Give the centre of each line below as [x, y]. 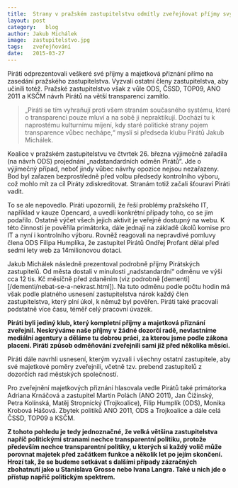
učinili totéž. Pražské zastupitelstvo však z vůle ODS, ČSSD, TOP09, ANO [114, 89]
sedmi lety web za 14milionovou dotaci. [65, 250]
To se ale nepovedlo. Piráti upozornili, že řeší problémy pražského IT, [108, 205]
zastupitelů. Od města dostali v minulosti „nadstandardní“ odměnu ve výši [115, 271]
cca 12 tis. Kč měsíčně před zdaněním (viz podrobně [84, 279]
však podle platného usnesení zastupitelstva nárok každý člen [98, 294]
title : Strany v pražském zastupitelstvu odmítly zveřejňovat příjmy [114, 14]
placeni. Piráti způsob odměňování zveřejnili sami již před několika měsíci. [119, 345]
